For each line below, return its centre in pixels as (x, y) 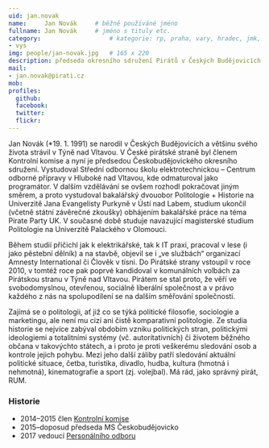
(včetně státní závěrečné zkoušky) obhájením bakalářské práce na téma (128, 212)
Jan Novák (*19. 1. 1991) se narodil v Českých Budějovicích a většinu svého (133, 143)
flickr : (29, 121)
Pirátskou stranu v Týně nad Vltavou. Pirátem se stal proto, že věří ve (123, 279)
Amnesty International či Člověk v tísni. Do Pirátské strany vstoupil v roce (130, 262)
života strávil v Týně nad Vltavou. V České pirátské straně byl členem (123, 152)
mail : (17, 68)
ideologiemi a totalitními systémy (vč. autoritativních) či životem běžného (129, 337)
